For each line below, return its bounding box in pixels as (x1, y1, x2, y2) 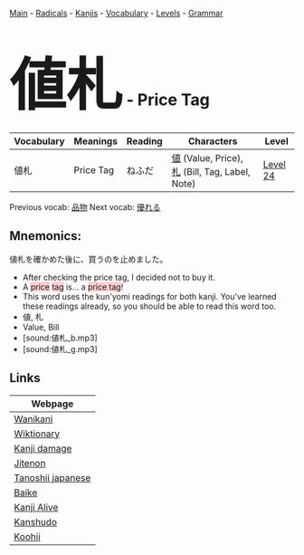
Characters (188, 135, 238, 148)
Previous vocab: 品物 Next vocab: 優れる (9, 201, 161, 212)
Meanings (73, 135, 118, 148)
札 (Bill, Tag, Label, (171, 165, 251, 177)
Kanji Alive (14, 501, 59, 513)
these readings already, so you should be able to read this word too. (22, 301, 277, 311)
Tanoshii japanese (14, 471, 91, 483)
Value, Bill (22, 321, 60, 332)
